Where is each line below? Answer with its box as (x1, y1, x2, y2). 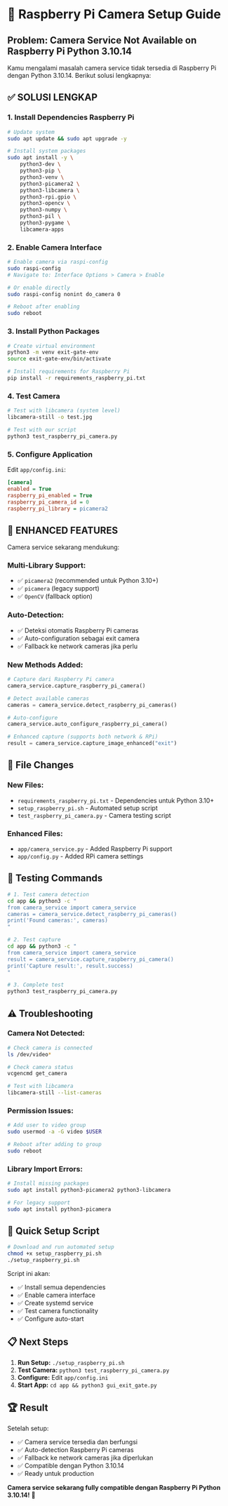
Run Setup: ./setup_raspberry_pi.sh (17, 1358, 125, 1366)
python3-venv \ (20, 173, 65, 181)
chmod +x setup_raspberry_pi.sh (7, 1250, 102, 1258)
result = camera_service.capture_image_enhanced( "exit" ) (7, 740, 177, 747)
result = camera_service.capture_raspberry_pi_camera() (7, 955, 174, 963)
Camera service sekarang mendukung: (7, 543, 120, 551)
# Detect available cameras (7, 694, 90, 702)
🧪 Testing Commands (7, 873, 103, 885)
